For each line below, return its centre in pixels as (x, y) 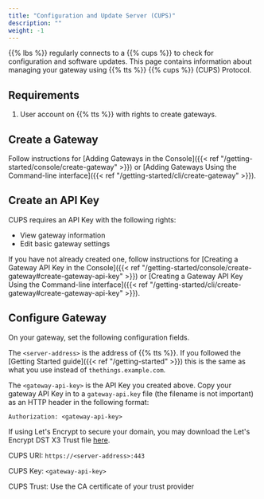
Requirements (44, 95)
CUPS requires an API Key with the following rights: (92, 219)
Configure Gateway (58, 318)
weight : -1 (26, 30)
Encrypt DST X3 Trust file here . (59, 440)
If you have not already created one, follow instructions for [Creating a (123, 259)
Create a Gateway (53, 139)
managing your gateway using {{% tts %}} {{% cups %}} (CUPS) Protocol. (130, 70)
